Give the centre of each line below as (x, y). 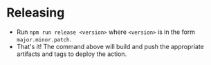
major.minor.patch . (44, 39)
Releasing (36, 13)
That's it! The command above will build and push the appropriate (110, 46)
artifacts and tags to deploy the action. (72, 54)
